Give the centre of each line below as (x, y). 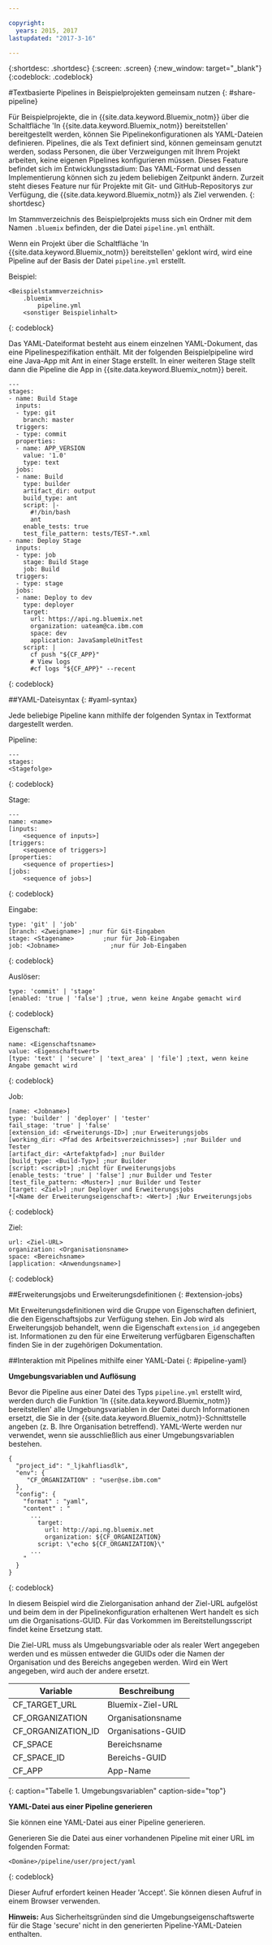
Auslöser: (24, 977)
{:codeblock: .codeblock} (51, 77)
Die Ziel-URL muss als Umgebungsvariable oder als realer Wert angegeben (134, 1645)
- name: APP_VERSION (50, 449)
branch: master (49, 420)
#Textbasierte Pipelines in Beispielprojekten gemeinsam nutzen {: (118, 93)
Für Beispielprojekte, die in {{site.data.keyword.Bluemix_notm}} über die (129, 117)
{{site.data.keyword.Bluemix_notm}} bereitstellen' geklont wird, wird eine (131, 252)
